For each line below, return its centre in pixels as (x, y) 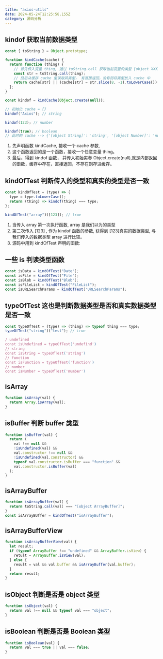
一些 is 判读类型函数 (35, 259)
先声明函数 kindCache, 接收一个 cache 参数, (56, 146)
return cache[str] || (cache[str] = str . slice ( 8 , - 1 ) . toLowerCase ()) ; (87, 83)
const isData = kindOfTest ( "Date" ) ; (42, 271)
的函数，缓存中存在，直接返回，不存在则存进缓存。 (63, 164)
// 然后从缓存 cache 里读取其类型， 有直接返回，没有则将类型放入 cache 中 (82, 78)
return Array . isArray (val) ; (38, 402)
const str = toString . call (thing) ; (50, 74)
